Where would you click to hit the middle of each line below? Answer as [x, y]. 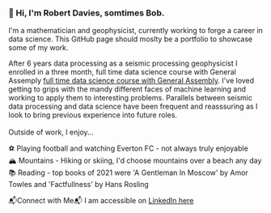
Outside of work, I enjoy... [51, 132]
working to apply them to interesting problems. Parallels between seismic [131, 98]
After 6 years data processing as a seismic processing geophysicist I [123, 63]
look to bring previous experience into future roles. [93, 115]
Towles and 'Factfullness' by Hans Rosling [79, 185]
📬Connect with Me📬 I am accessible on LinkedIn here [101, 201]
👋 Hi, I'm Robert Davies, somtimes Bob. [87, 13]
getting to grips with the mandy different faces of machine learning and [127, 89]
